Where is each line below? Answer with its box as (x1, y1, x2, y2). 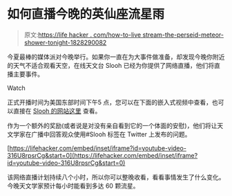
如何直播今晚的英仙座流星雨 (7, 6, 165, 22)
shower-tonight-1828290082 (23, 38, 107, 46)
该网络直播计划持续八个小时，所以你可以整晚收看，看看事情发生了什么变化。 (7, 172, 225, 181)
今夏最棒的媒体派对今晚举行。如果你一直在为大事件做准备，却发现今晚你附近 (7, 53, 225, 61)
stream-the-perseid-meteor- (142, 30, 224, 39)
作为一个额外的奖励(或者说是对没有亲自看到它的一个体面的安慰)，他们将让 (7, 121, 217, 130)
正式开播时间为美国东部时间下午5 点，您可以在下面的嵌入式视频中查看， (7, 98, 213, 106)
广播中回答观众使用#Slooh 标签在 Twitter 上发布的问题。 (30, 130, 191, 139)
